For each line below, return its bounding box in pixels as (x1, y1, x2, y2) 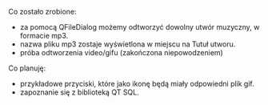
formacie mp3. (19, 31, 69, 40)
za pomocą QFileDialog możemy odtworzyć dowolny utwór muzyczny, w (19, 22, 260, 31)
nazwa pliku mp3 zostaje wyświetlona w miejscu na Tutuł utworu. (19, 39, 236, 49)
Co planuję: (8, 63, 46, 73)
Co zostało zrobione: (8, 7, 78, 16)
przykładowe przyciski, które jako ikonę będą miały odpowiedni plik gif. (19, 79, 254, 88)
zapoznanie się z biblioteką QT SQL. (19, 87, 140, 97)
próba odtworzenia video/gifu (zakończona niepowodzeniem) (19, 48, 224, 57)
